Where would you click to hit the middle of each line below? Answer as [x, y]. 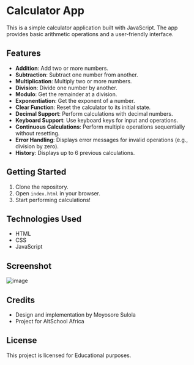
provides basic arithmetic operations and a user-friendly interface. [90, 34]
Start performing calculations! [53, 200]
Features [24, 54]
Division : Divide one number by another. [66, 88]
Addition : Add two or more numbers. [62, 68]
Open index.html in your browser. [58, 193]
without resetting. [37, 133]
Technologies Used [44, 219]
